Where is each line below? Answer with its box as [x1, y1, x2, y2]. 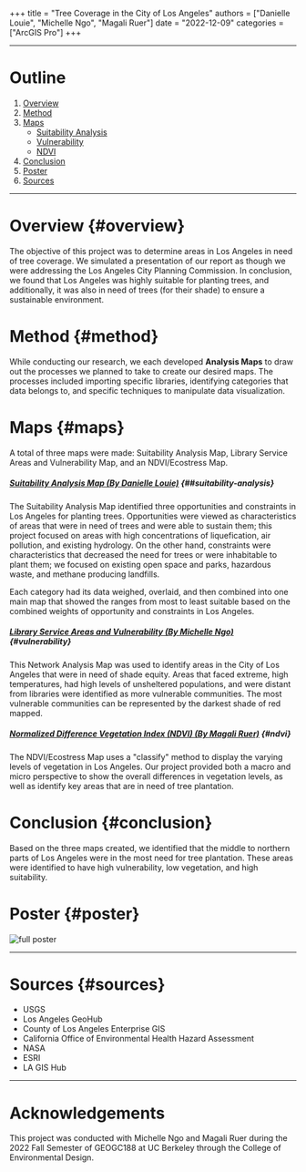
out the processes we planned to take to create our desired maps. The [9, 365, 273, 376]
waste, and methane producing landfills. [9, 569, 160, 580]
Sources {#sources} [9, 974, 166, 994]
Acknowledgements [9, 1103, 166, 1124]
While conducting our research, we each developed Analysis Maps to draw [9, 355, 294, 367]
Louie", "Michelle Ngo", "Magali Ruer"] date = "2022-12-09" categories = [9, 17, 284, 28]
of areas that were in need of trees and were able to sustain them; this [9, 519, 273, 531]
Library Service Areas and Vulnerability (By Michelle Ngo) [9, 626, 234, 637]
